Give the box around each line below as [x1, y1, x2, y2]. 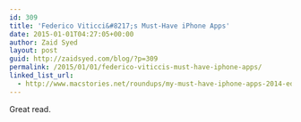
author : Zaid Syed [9, 37, 78, 47]
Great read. [9, 103, 51, 114]
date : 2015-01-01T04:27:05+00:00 [9, 29, 134, 38]
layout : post [9, 46, 58, 55]
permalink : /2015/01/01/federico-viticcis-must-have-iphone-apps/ [9, 63, 262, 72]
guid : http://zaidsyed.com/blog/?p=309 [9, 54, 159, 63]
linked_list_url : [9, 71, 74, 80]
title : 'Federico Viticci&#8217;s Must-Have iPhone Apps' [9, 21, 230, 30]
